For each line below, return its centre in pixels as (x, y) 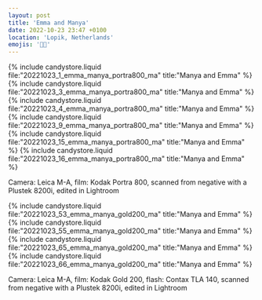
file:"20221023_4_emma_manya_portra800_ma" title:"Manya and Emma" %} (131, 109)
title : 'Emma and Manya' (49, 23)
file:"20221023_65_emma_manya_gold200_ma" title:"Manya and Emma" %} (131, 247)
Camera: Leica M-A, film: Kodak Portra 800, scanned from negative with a (127, 182)
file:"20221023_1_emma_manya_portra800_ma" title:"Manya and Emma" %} (130, 75)
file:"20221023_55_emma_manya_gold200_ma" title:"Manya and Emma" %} (130, 231)
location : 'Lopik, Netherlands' (61, 37)
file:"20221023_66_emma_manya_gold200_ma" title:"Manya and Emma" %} (130, 265)
